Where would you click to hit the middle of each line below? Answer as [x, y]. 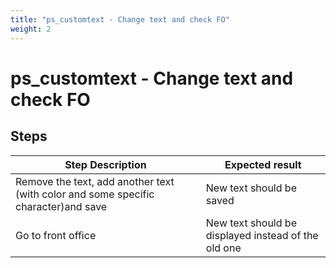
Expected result [263, 164]
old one [223, 248]
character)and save [61, 206]
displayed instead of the [262, 235]
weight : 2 [31, 29]
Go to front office [56, 235]
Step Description [105, 164]
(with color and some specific [85, 194]
